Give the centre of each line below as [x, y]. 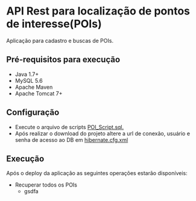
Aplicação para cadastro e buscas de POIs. [60, 40]
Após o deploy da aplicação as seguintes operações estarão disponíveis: [97, 173]
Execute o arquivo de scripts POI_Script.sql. [69, 127]
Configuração [33, 113]
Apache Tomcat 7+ [39, 93]
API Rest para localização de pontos [98, 11]
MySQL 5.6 [29, 80]
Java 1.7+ [27, 74]
